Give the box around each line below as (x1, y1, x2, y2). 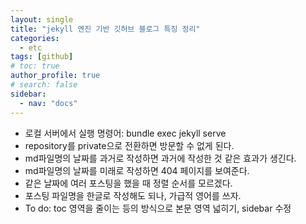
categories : (10, 33, 60, 43)
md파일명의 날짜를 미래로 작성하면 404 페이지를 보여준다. (24, 164, 250, 176)
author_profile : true (10, 71, 101, 81)
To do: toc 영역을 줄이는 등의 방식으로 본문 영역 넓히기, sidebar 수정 (24, 202, 292, 214)
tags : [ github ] (10, 52, 74, 62)
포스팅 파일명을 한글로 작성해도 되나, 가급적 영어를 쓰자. (24, 189, 242, 201)
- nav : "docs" (19, 98, 78, 108)
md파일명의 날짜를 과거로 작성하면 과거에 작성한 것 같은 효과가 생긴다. (24, 152, 297, 164)
